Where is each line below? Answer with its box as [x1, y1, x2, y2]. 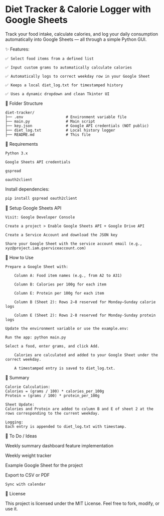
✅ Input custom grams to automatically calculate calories [5, 65, 132, 70]
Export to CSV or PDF [5, 472, 50, 478]
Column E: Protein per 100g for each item [14, 291, 104, 296]
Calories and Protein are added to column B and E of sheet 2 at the [5, 406, 154, 412]
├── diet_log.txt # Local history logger [5, 128, 115, 133]
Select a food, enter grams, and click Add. [5, 343, 100, 349]
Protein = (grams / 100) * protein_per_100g [5, 393, 100, 398]
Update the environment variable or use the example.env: [5, 326, 129, 331]
